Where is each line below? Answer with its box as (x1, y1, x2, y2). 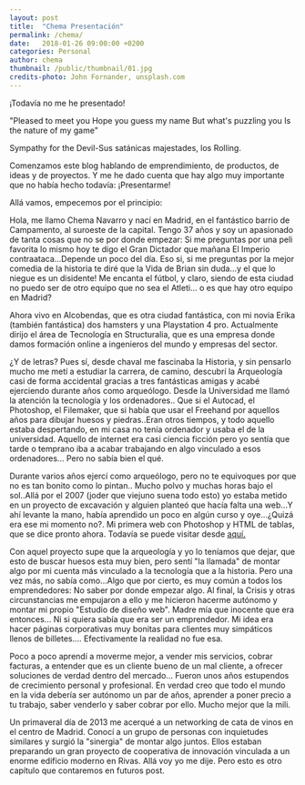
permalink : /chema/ (9, 30, 84, 39)
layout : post (9, 13, 59, 23)
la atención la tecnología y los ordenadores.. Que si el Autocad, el (9, 395, 255, 406)
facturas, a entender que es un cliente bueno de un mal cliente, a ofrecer (9, 660, 283, 671)
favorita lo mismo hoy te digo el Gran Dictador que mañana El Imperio (9, 243, 270, 255)
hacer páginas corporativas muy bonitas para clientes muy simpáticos (9, 623, 273, 634)
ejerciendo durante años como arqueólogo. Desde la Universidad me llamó (9, 385, 290, 396)
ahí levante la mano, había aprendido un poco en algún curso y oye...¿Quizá (9, 508, 294, 519)
